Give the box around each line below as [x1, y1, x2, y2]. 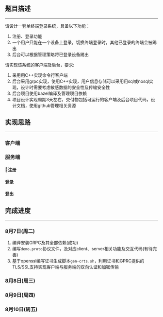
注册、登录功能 [12, 33, 42, 39]
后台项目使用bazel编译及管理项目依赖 [12, 90, 87, 96]
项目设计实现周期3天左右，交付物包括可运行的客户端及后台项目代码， [12, 96, 151, 102]
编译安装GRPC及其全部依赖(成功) [12, 240, 79, 246]
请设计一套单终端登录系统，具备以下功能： [5, 23, 90, 29]
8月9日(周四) [5, 292, 35, 299]
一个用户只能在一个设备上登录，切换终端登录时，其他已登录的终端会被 [12, 39, 153, 45]
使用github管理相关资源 [29, 103, 76, 108]
